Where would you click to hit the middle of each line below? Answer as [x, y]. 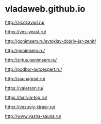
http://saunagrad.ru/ [25, 78]
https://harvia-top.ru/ [26, 97]
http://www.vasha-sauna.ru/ [33, 116]
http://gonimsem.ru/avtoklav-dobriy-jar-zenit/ [50, 41]
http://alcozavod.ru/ [25, 22]
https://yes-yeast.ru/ [25, 31]
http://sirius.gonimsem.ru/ [31, 60]
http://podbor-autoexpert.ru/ [34, 69]
